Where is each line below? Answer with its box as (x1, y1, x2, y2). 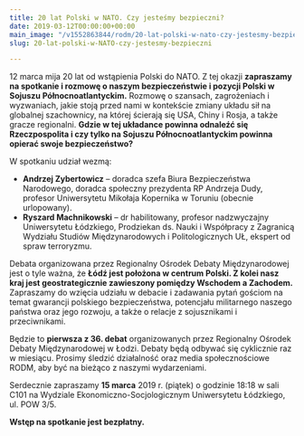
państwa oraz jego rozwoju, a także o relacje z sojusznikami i (9, 307, 238, 318)
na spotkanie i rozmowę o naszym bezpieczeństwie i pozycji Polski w (9, 81, 275, 91)
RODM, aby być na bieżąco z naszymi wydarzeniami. (9, 363, 207, 374)
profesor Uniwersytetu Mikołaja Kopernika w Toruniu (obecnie (22, 193, 254, 204)
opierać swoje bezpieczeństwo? (9, 138, 134, 149)
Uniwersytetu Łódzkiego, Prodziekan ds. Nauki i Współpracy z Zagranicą (22, 222, 295, 232)
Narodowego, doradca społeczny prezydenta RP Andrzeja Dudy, (22, 183, 263, 194)
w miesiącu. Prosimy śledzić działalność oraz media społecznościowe (9, 353, 270, 364)
